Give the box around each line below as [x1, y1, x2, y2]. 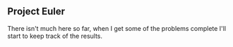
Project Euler [7, 6, 66, 18]
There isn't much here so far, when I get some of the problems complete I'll [7, 24, 227, 32]
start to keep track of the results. [7, 32, 103, 40]
